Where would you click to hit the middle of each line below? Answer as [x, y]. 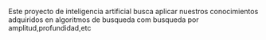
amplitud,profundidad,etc [50, 28]
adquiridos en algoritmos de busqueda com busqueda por [104, 20]
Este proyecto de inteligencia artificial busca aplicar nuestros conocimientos [133, 11]
